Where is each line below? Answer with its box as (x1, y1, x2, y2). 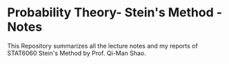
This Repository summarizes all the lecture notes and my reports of (7, 42, 198, 50)
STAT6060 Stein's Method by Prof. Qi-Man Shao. (7, 49, 146, 57)
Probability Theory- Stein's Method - (7, 5, 223, 20)
